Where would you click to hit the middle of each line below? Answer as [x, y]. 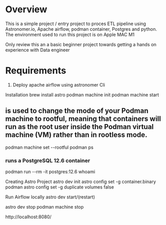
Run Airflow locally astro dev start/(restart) [50, 197]
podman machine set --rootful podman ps [49, 147]
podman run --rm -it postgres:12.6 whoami [50, 171]
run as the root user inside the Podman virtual [80, 127]
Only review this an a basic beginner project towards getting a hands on [81, 44]
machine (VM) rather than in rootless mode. [76, 135]
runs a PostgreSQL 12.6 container [48, 160]
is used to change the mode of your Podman [77, 111]
